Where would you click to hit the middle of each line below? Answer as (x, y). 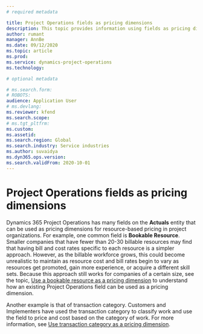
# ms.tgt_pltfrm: (28, 123)
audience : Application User (42, 101)
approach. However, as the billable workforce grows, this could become (96, 254)
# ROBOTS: (19, 95)
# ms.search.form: (29, 90)
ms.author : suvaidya (32, 152)
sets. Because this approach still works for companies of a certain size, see (100, 273)
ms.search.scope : (28, 118)
